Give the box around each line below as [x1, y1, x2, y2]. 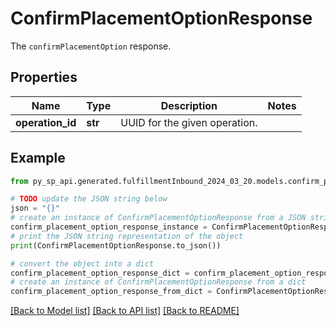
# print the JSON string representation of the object [10, 231, 244, 241]
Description [160, 98, 218, 112]
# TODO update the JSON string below [10, 194, 168, 204]
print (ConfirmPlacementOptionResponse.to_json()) [10, 240, 222, 251]
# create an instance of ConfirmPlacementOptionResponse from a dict [10, 277, 307, 287]
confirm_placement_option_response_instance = [10, 222, 208, 232]
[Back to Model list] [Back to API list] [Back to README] [10, 305, 240, 317]
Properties [10, 69, 78, 86]
